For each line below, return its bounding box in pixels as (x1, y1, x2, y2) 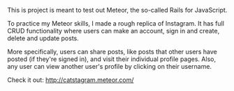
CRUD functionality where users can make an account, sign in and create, (7, 27, 220, 35)
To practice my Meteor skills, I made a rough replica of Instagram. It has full (7, 19, 225, 27)
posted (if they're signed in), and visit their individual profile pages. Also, (7, 55, 217, 63)
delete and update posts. (7, 34, 79, 42)
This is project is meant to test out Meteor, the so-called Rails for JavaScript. (7, 6, 228, 14)
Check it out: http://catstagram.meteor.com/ (7, 76, 134, 84)
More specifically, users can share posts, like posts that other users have (7, 48, 218, 56)
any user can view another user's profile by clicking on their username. (7, 63, 212, 70)
